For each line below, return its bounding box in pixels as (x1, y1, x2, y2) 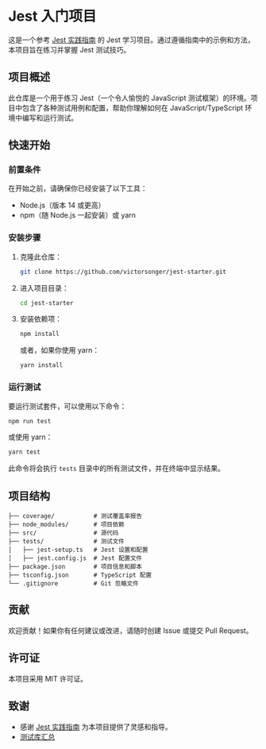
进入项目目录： (19, 283, 69, 292)
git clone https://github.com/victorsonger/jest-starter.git (19, 268, 227, 276)
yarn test (8, 448, 41, 457)
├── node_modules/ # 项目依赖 (8, 521, 125, 529)
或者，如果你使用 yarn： (19, 346, 100, 355)
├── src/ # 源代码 (8, 529, 119, 537)
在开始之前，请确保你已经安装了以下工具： (8, 183, 148, 193)
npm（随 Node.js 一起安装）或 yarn (19, 210, 137, 220)
